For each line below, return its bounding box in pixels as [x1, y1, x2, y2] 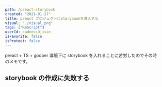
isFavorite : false [5, 34, 42, 39]
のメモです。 [5, 58, 31, 64]
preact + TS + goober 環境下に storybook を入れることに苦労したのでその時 [5, 52, 157, 58]
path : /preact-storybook [5, 7, 55, 12]
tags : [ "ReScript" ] [5, 25, 45, 30]
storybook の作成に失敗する [5, 74, 90, 82]
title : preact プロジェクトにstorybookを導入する [5, 16, 98, 21]
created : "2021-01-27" [5, 12, 51, 16]
